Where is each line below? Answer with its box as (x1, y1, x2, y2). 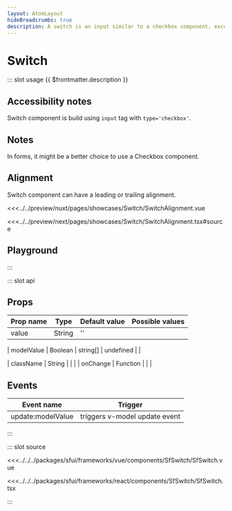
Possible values (131, 317, 185, 327)
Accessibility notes (7, 95, 92, 107)
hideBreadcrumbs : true (7, 17, 72, 23)
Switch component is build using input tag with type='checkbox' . (7, 114, 191, 122)
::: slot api (7, 276, 35, 285)
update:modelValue (10, 412, 74, 421)
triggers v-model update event (80, 412, 181, 421)
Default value (79, 317, 126, 327)
